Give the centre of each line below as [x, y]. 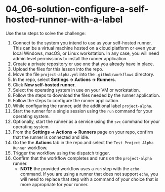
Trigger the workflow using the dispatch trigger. [61, 153]
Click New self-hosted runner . [44, 84]
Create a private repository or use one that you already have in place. [83, 64]
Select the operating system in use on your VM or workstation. [76, 90]
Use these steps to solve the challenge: [46, 33]
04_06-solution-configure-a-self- [77, 9]
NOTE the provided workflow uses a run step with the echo [80, 168]
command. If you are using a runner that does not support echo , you [89, 174]
